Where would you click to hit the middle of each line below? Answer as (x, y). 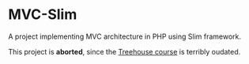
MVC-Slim (43, 15)
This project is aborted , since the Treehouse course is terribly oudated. (124, 51)
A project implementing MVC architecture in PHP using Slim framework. (125, 36)
